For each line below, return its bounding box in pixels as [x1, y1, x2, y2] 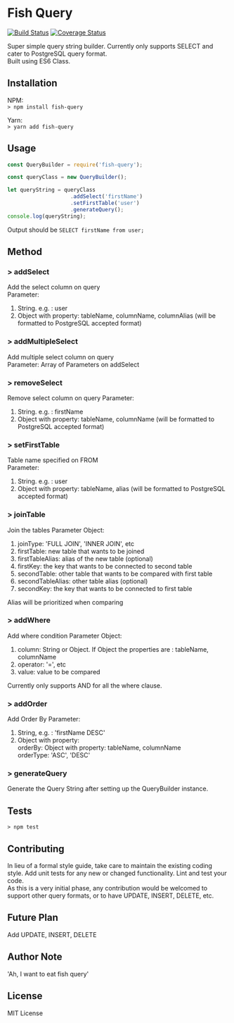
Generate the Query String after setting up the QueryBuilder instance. [7, 784, 209, 793]
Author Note [7, 951, 63, 963]
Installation [7, 77, 58, 89]
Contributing [7, 843, 65, 855]
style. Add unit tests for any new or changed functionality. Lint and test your [7, 869, 227, 878]
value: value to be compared [17, 667, 100, 676]
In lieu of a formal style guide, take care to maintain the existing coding [7, 862, 213, 870]
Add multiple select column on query [7, 352, 115, 361]
